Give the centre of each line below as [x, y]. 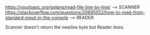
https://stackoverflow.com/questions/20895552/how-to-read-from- [75, 12]
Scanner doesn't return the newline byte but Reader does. [65, 27]
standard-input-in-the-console [37, 17]
